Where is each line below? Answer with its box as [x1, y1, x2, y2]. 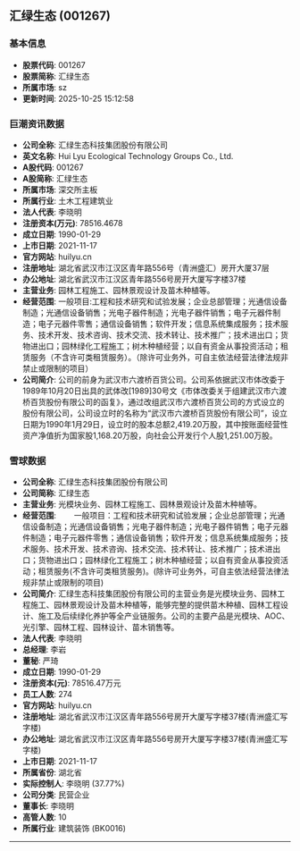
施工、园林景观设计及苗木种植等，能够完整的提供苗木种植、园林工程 [29, 600, 281, 611]
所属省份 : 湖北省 [21, 767, 82, 778]
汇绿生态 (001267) [9, 8, 112, 24]
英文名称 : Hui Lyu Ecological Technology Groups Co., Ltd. [21, 150, 234, 161]
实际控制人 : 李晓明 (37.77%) [21, 779, 125, 789]
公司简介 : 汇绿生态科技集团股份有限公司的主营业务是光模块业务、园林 [21, 588, 278, 599]
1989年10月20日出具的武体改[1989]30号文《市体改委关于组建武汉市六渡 [21, 385, 287, 396]
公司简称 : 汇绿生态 [21, 488, 90, 499]
